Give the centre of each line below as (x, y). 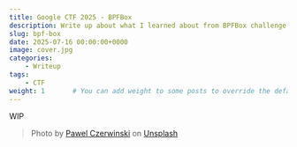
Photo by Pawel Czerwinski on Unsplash (104, 133)
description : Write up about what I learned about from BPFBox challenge (148, 26)
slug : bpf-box (35, 33)
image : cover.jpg (41, 50)
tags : (19, 75)
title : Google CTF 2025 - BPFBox (71, 17)
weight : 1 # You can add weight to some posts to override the (140, 91)
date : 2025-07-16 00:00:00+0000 (69, 42)
